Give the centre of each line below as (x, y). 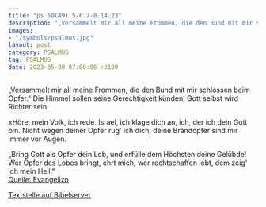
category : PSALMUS (38, 52)
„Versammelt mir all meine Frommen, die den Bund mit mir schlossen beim (129, 90)
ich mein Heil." (32, 171)
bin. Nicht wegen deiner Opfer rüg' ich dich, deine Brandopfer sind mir (123, 130)
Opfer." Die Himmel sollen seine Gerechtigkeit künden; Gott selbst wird (123, 98)
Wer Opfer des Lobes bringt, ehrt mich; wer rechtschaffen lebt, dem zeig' (128, 163)
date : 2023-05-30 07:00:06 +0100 (63, 67)
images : (21, 30)
